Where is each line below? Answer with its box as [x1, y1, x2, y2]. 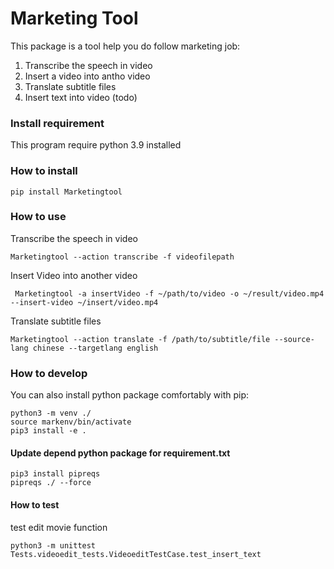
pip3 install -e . [10, 426, 87, 436]
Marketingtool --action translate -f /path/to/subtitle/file [10, 334, 271, 344]
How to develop [10, 366, 88, 380]
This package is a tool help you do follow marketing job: [10, 40, 241, 52]
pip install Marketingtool [10, 187, 123, 197]
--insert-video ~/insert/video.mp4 [10, 297, 159, 307]
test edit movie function [10, 521, 108, 533]
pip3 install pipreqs [10, 469, 101, 479]
